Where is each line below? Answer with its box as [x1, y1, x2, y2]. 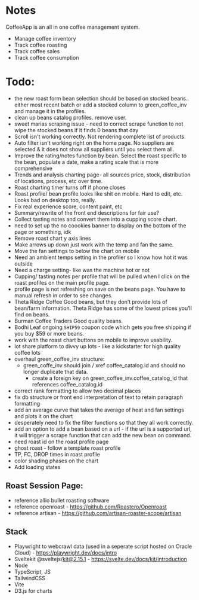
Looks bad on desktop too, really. [14, 196, 97, 203]
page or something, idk [14, 228, 71, 235]
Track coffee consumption [14, 54, 79, 61]
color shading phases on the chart [14, 457, 99, 464]
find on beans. [14, 310, 50, 318]
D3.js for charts [14, 587, 52, 594]
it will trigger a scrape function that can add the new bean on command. [14, 431, 192, 438]
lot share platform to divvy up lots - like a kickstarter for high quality [14, 342, 181, 350]
